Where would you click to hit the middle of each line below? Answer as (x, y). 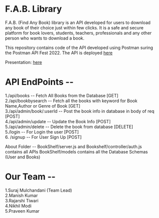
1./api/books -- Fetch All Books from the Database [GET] (62, 95)
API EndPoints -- (40, 82)
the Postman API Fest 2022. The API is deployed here (59, 53)
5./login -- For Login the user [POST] (42, 132)
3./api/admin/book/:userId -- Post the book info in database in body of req (80, 111)
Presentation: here (24, 62)
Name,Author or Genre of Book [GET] (43, 106)
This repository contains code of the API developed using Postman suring (79, 47)
